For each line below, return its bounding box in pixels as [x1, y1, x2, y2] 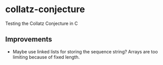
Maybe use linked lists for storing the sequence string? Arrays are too [12, 48, 158, 54]
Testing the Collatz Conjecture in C [5, 20, 78, 26]
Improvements [5, 35, 52, 44]
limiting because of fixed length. [12, 54, 80, 60]
